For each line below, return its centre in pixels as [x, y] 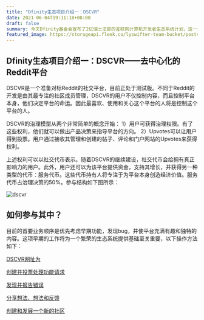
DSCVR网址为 [23, 259]
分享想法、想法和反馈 [33, 297]
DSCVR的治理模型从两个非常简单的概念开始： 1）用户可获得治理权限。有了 [100, 123]
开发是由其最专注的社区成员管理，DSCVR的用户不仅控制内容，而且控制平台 [100, 96]
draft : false [23, 23]
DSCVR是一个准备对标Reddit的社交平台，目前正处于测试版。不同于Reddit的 [101, 88]
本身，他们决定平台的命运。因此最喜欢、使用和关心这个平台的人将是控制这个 [102, 103]
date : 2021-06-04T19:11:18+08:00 [49, 18]
